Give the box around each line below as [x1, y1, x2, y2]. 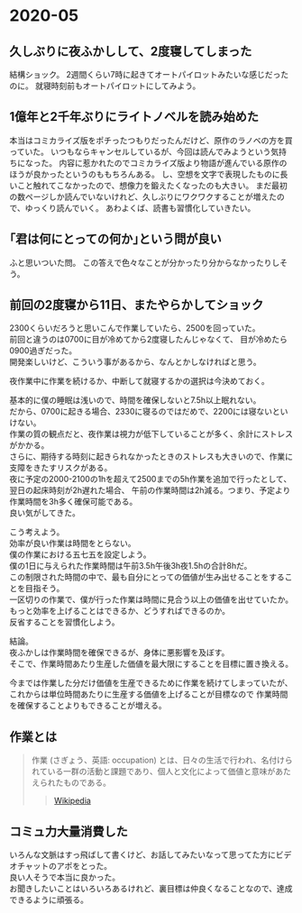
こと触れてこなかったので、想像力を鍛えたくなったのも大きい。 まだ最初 [16, 179, 288, 190]
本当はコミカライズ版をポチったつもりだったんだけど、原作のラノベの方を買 [9, 134, 293, 145]
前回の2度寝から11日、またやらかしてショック [9, 297, 264, 313]
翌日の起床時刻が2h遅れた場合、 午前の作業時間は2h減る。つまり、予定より [9, 485, 291, 496]
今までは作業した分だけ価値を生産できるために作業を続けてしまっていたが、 [9, 678, 293, 689]
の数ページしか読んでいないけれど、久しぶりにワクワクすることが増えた [9, 191, 278, 202]
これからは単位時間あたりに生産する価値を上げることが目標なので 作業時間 [9, 689, 288, 699]
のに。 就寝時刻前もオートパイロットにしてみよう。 [9, 80, 201, 91]
